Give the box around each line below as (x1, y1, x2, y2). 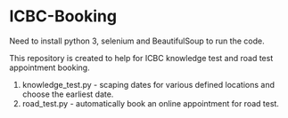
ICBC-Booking (9, 6, 118, 27)
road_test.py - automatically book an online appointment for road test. (21, 98, 279, 108)
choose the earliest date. (21, 89, 114, 99)
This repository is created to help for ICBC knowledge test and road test (9, 52, 274, 63)
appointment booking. (9, 62, 91, 73)
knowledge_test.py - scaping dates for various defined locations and (21, 79, 275, 90)
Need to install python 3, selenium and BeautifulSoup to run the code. (9, 35, 265, 46)
